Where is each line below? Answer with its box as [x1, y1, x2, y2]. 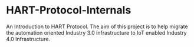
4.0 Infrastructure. [6, 35, 50, 42]
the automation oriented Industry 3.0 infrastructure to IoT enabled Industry [6, 29, 187, 36]
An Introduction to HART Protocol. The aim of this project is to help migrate [6, 23, 188, 30]
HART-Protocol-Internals [6, 4, 131, 17]
